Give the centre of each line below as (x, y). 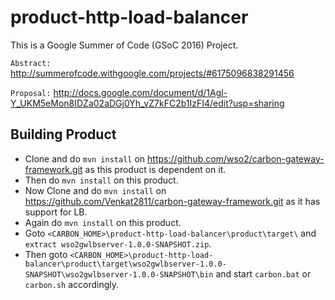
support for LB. (56, 212)
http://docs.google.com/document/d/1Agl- (140, 92)
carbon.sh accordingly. (72, 284)
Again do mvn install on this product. (103, 222)
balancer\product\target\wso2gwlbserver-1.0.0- (125, 264)
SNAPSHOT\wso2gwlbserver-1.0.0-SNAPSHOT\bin (119, 274)
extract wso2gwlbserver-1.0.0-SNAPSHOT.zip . (118, 243)
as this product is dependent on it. (155, 169)
